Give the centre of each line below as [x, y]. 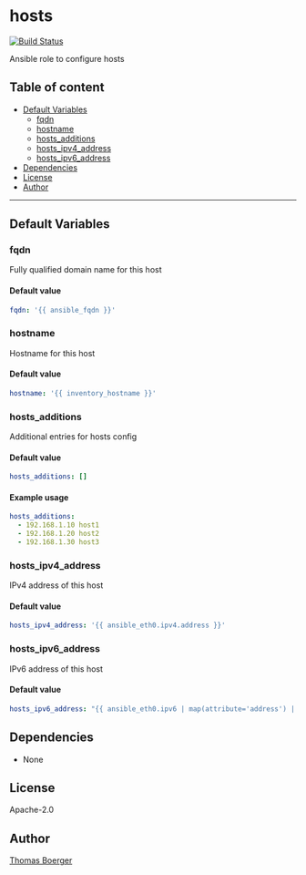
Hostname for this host [52, 353]
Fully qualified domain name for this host [86, 270]
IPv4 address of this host [56, 585]
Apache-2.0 [32, 810]
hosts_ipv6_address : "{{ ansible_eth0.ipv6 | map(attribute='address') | [153, 709]
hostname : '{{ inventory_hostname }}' [83, 394]
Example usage [39, 497]
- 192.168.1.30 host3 [59, 542]
